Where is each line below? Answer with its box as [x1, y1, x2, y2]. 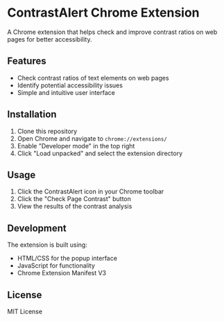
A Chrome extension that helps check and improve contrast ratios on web [7, 28, 218, 36]
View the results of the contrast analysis [17, 202, 132, 211]
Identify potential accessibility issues [17, 81, 123, 89]
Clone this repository [17, 127, 78, 135]
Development [7, 222, 67, 234]
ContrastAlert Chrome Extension [7, 5, 200, 21]
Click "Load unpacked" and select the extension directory [17, 149, 183, 157]
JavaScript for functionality [17, 261, 96, 270]
